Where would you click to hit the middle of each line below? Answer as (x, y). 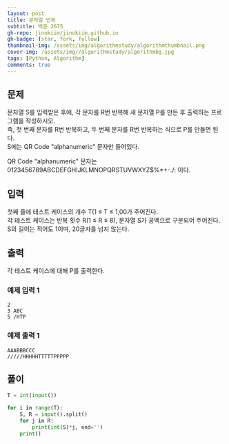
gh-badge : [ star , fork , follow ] (53, 39)
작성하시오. (40, 121)
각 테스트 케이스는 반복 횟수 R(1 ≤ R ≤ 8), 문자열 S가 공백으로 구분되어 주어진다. (114, 221)
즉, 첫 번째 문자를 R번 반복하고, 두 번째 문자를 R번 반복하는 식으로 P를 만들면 (109, 130)
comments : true (29, 65)
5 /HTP (17, 317)
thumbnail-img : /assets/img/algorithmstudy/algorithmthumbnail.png (106, 46)
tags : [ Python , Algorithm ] (46, 59)
